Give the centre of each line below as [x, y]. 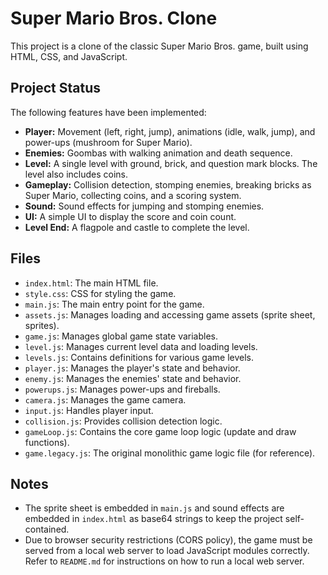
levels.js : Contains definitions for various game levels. [139, 357]
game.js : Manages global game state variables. [121, 336]
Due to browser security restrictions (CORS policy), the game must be [168, 540]
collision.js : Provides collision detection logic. [123, 421]
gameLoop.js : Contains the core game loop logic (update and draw [160, 431]
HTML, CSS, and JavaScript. [69, 56]
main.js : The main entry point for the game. [114, 304]
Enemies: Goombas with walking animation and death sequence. [158, 153]
